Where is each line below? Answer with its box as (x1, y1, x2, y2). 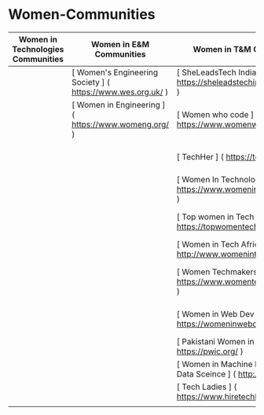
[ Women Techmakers (176, 266, 258, 277)
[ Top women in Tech (176, 211, 255, 222)
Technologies (12, 43, 64, 54)
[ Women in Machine (176, 358, 253, 369)
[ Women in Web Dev (176, 308, 255, 319)
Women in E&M (91, 39, 150, 50)
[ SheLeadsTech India (176, 67, 257, 78)
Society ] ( (71, 76, 111, 87)
